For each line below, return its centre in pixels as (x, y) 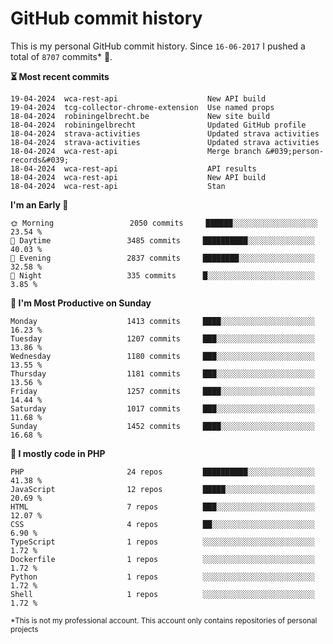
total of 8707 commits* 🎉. (61, 56)
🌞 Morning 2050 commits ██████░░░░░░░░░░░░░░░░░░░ (164, 223)
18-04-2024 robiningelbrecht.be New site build (140, 116)
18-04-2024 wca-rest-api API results (133, 168)
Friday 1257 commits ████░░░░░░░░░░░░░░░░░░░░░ (162, 391)
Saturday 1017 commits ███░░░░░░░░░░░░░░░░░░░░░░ (162, 408)
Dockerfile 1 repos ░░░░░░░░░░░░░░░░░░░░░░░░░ (162, 559)
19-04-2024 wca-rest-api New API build (138, 98)
